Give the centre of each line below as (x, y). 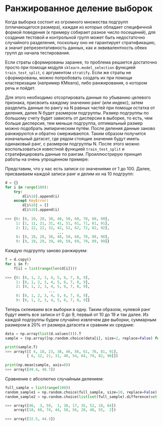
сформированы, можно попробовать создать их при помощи (69, 78)
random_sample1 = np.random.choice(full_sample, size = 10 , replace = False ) (81, 392)
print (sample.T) (21, 347)
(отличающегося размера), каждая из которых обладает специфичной (78, 27)
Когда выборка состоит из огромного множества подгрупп (67, 22)
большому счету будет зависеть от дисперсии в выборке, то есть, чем (79, 118)
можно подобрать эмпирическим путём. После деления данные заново (80, 128)
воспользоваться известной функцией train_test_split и (65, 149)
